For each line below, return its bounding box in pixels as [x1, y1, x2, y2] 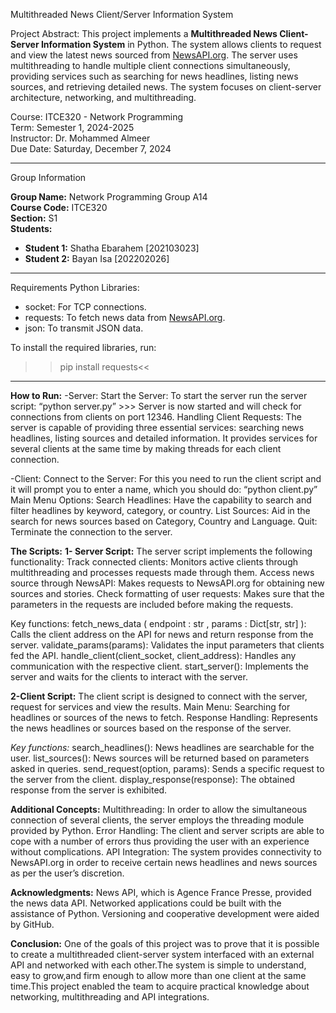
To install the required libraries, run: [10, 342, 157, 353]
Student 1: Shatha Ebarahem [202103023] [24, 242, 200, 254]
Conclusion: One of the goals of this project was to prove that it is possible [10, 938, 320, 949]
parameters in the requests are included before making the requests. [10, 599, 294, 610]
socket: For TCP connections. [24, 301, 147, 313]
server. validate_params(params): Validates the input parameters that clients [10, 639, 325, 651]
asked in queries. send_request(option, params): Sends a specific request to [10, 763, 325, 774]
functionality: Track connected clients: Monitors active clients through [10, 556, 299, 568]
